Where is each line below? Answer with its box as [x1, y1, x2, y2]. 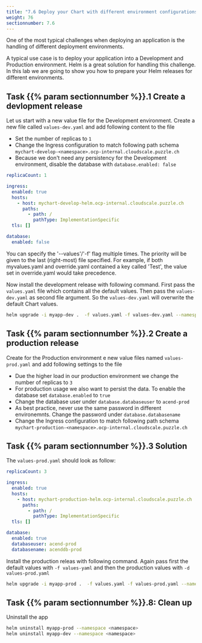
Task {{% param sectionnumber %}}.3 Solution [6, 441, 188, 451]
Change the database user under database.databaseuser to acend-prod [14, 398, 190, 405]
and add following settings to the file [32, 360, 122, 368]
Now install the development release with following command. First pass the [6, 281, 195, 288]
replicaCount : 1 [6, 173, 47, 179]
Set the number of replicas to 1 [14, 135, 92, 142]
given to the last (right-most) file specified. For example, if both [6, 256, 164, 263]
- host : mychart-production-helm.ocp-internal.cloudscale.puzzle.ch [17, 496, 192, 502]
